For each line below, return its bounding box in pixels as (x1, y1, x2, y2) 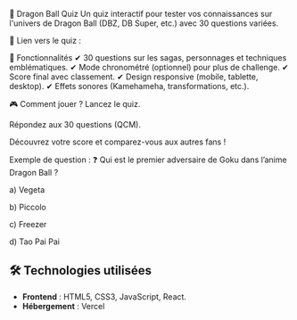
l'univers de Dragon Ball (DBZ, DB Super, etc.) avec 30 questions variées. (9, 18, 279, 29)
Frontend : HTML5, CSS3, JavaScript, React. (21, 291, 187, 302)
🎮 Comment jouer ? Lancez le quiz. (9, 99, 141, 109)
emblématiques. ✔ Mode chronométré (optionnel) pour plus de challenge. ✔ (9, 62, 289, 72)
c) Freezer (9, 219, 47, 229)
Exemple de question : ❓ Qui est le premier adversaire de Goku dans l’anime (9, 154, 287, 165)
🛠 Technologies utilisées (9, 263, 153, 278)
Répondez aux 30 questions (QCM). (9, 119, 141, 129)
